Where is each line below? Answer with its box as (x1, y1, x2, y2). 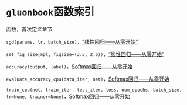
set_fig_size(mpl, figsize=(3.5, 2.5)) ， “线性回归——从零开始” (6, 50, 165, 57)
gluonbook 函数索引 (6, 5, 95, 19)
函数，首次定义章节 (6, 26, 53, 33)
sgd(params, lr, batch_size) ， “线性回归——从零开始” (6, 38, 138, 45)
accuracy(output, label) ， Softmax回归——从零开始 (6, 62, 133, 70)
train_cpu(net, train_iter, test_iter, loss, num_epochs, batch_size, (6, 87, 182, 93)
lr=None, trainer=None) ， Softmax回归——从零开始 (6, 93, 130, 100)
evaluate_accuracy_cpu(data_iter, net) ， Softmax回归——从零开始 (6, 75, 170, 82)
